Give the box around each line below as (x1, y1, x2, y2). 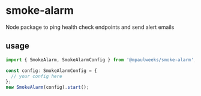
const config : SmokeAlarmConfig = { (5, 67, 97, 74)
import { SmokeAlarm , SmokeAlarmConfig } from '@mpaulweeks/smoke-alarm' (5, 56, 194, 63)
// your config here (11, 73, 62, 79)
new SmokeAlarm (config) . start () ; (5, 85, 89, 91)
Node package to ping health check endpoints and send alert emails (5, 23, 175, 31)
